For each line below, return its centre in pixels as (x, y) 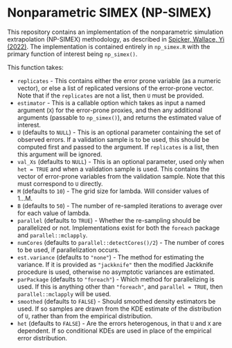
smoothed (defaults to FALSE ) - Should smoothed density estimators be (116, 301)
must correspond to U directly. (60, 183)
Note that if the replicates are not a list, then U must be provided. (110, 95)
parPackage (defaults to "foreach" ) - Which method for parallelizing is (116, 279)
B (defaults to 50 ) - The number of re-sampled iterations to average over (120, 205)
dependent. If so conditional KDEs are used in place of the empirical (114, 331)
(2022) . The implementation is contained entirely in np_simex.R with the (109, 46)
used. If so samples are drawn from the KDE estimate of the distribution (119, 309)
